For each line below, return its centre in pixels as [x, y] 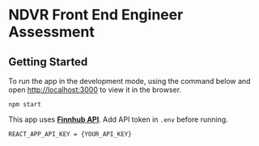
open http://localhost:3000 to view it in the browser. [95, 90]
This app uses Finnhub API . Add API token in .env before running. [118, 119]
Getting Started [48, 62]
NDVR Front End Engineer [96, 15]
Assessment [51, 32]
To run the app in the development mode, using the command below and [129, 81]
